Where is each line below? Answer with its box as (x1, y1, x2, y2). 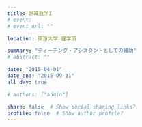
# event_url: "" (7, 23, 53, 29)
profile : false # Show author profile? (7, 110, 124, 117)
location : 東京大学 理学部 (7, 35, 77, 42)
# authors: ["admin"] (7, 91, 69, 98)
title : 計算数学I (7, 10, 53, 17)
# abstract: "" (7, 54, 51, 61)
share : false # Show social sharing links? (7, 103, 136, 110)
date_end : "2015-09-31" (7, 72, 75, 79)
